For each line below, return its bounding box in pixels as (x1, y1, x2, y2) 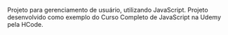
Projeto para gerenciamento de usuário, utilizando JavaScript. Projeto (7, 6, 208, 14)
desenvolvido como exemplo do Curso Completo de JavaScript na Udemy (7, 13, 222, 21)
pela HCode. (7, 21, 43, 28)
